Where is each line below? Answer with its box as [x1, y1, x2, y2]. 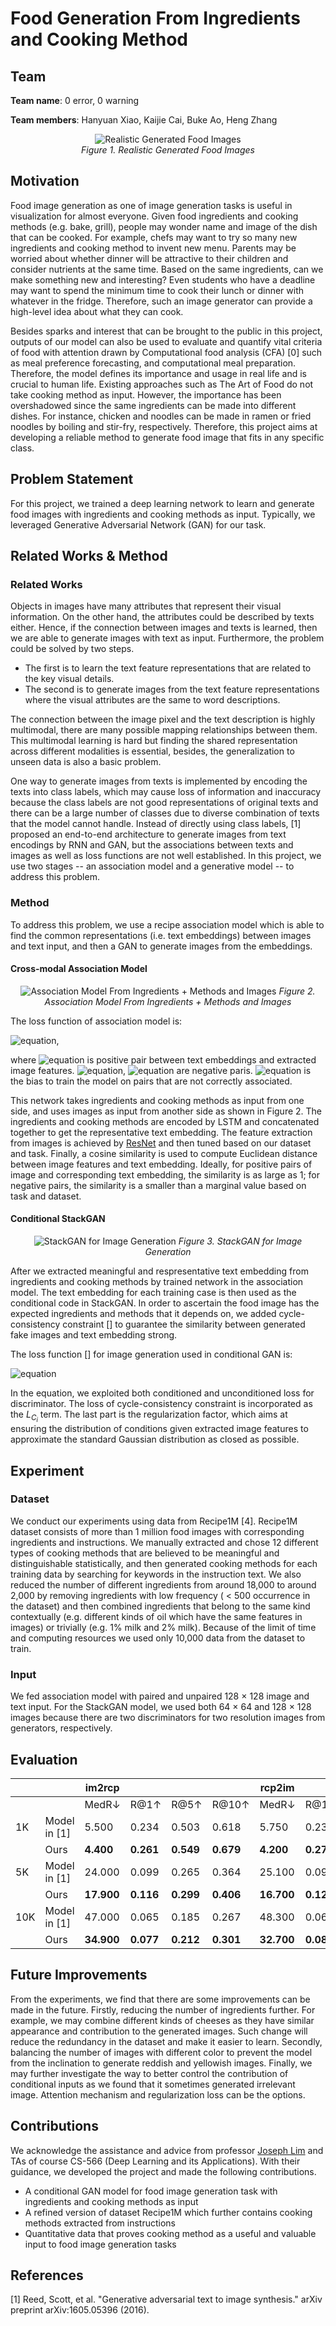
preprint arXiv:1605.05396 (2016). [10, 2304, 150, 2316]
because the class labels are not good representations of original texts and [10, 797, 319, 809]
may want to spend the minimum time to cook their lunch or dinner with [10, 284, 305, 296]
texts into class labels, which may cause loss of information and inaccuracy [10, 786, 322, 798]
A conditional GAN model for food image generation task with [24, 2185, 278, 2197]
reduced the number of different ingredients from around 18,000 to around [10, 1578, 317, 1591]
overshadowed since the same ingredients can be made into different [10, 399, 297, 411]
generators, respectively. [10, 1722, 113, 1734]
